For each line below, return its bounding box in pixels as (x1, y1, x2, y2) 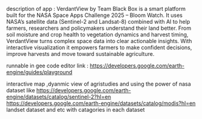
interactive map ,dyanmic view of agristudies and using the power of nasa (6, 80, 191, 87)
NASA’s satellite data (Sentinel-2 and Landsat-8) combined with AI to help (6, 18, 190, 25)
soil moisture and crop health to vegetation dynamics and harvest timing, (6, 31, 189, 38)
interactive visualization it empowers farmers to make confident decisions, (6, 44, 192, 51)
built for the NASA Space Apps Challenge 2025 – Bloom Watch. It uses (6, 12, 183, 19)
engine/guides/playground (6, 69, 73, 75)
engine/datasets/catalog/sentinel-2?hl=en (6, 93, 111, 100)
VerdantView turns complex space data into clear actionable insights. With (6, 38, 192, 44)
